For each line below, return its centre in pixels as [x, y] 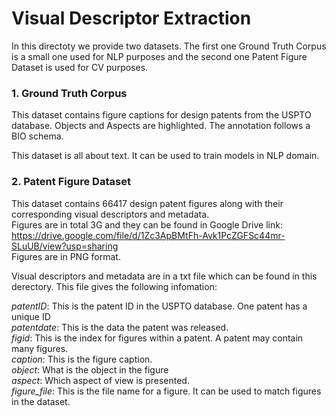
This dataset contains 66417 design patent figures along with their [147, 203]
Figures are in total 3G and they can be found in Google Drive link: [147, 224]
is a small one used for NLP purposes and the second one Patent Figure [159, 56]
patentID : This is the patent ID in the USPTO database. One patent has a [159, 306]
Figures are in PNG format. [66, 256]
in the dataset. [41, 401]
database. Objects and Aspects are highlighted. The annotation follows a [161, 126]
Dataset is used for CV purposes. [80, 67]
